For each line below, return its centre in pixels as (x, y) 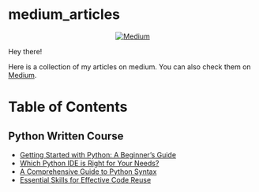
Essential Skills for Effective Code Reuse (85, 179)
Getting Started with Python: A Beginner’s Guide (98, 154)
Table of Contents (68, 107)
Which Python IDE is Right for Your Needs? (89, 163)
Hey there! (25, 51)
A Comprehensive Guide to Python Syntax (88, 172)
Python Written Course (66, 136)
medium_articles (64, 15)
